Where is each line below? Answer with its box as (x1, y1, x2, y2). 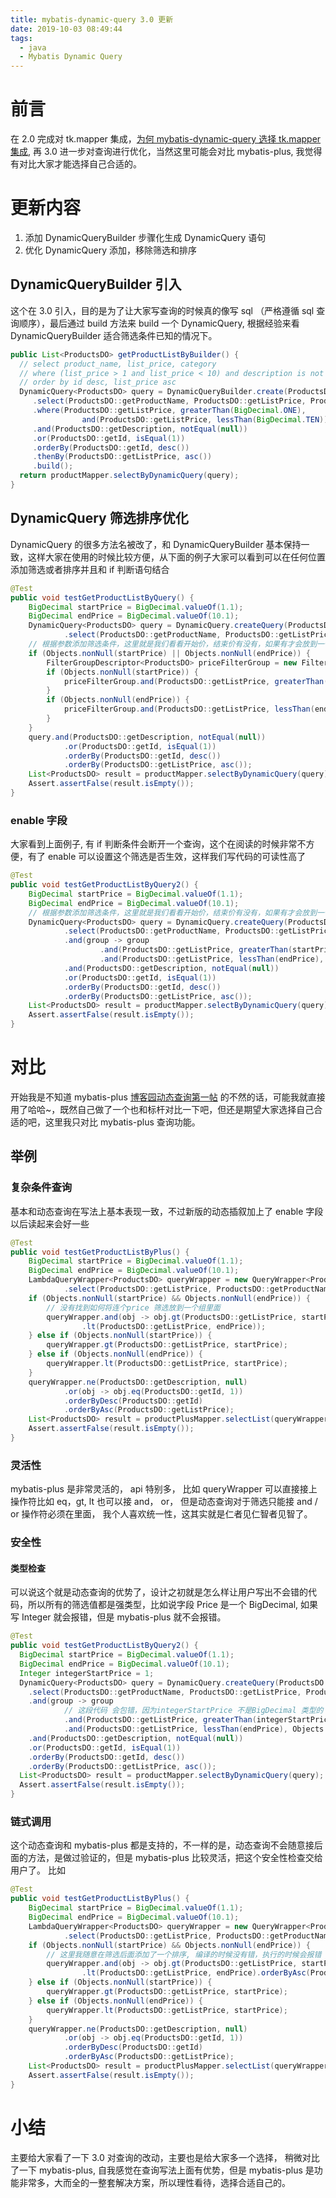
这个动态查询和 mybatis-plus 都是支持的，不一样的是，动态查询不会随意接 (10, 1839, 315, 1851)
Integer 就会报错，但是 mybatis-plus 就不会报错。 (21, 1611, 227, 1623)
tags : (10, 33, 33, 43)
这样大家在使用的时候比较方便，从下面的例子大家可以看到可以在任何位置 (27, 551, 326, 563)
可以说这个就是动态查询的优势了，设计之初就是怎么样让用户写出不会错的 (10, 1586, 308, 1598)
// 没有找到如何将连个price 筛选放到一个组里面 (46, 1302, 221, 1313)
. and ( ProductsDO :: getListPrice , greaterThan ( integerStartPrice (63, 1715, 333, 1725)
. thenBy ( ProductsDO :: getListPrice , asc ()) (32, 452, 213, 462)
